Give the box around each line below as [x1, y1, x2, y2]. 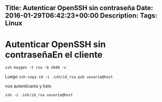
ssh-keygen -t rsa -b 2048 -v [5, 65, 67, 70]
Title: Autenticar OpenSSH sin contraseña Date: [5, 4, 154, 12]
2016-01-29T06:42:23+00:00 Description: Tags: [5, 12, 158, 20]
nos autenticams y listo [5, 83, 52, 89]
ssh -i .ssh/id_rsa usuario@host [5, 93, 73, 98]
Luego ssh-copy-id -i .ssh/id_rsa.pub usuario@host [5, 74, 113, 80]
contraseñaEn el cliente [5, 49, 103, 60]
